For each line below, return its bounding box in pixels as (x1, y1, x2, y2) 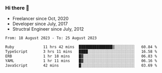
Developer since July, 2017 (12, 21, 68, 27)
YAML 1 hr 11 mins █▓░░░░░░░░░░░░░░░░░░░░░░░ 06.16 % (5, 58, 157, 63)
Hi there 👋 (5, 4, 30, 11)
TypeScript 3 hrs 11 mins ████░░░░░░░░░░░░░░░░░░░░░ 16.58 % (5, 49, 157, 54)
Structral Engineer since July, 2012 (12, 26, 84, 32)
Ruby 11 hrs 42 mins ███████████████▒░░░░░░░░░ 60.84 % (5, 44, 157, 50)
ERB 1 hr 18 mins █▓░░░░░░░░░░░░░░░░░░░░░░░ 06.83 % (5, 54, 157, 59)
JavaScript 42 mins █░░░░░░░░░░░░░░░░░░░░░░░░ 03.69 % (5, 63, 157, 68)
